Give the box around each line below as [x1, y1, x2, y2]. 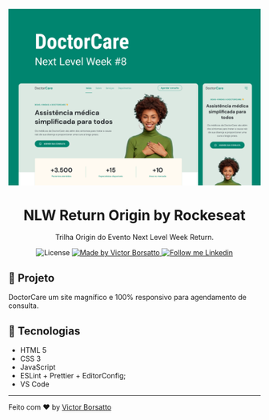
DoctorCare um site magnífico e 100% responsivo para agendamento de [8, 293, 247, 302]
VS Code [19, 379, 50, 389]
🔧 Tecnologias [8, 324, 81, 338]
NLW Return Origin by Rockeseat [23, 206, 246, 224]
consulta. [8, 301, 39, 310]
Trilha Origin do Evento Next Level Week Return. [54, 233, 215, 242]
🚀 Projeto [8, 271, 54, 285]
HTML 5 [19, 345, 47, 354]
